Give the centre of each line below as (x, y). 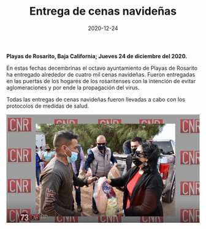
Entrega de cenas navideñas (103, 11)
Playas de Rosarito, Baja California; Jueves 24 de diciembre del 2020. (97, 56)
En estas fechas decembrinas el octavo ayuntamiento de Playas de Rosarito (102, 68)
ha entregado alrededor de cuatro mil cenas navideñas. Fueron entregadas (101, 74)
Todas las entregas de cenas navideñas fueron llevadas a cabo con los (96, 99)
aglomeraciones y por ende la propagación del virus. (73, 88)
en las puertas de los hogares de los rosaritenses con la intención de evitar (101, 81)
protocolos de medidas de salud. (48, 106)
